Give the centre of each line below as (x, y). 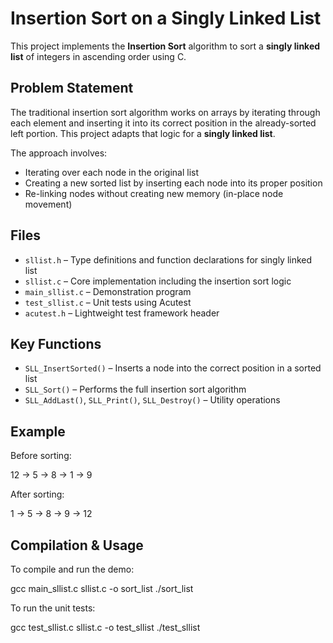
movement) (48, 204)
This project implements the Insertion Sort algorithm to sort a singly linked (165, 46)
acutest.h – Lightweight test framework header (122, 313)
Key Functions (56, 343)
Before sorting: (41, 456)
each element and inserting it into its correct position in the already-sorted (163, 123)
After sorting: (37, 494)
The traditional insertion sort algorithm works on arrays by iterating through (165, 112)
